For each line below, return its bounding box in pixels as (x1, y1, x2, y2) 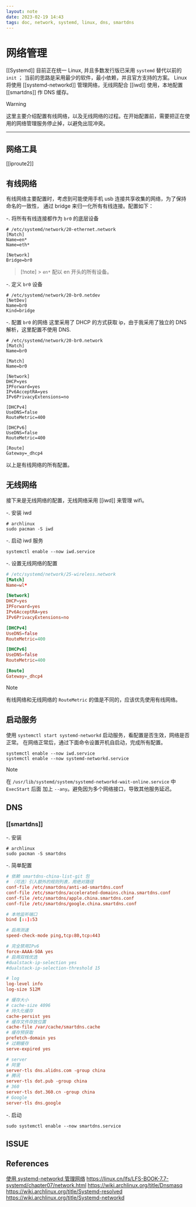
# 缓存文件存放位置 (6, 1019, 47, 1024)
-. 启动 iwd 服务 (6, 537, 44, 544)
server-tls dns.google (6, 1100, 61, 1106)
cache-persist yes (6, 1013, 51, 1019)
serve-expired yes (6, 1046, 51, 1052)
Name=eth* (6, 242, 30, 247)
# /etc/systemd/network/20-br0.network (6, 338, 103, 343)
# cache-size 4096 (6, 1002, 51, 1008)
